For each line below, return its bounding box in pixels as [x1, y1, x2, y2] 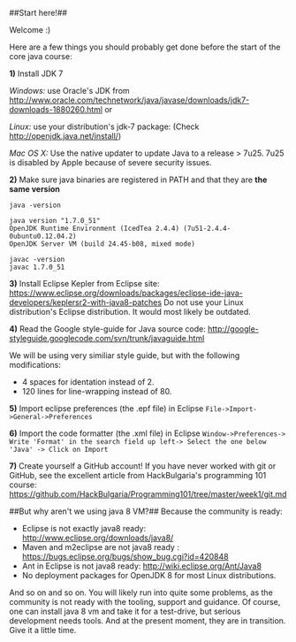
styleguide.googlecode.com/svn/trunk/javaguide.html [9, 333, 205, 343]
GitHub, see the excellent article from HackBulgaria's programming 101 [9, 470, 267, 480]
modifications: [9, 360, 62, 370]
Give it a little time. [9, 625, 77, 635]
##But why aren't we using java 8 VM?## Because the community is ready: [9, 506, 283, 516]
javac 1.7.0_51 [9, 263, 65, 271]
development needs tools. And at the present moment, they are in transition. [9, 615, 286, 626]
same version [9, 184, 60, 194]
